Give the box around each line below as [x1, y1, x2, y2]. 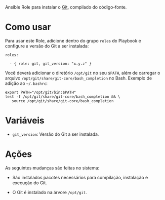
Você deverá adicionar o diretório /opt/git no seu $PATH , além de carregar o [5, 70, 161, 76]
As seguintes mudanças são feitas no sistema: [5, 165, 100, 171]
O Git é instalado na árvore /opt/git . [12, 189, 87, 195]
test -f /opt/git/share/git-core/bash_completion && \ [5, 94, 121, 99]
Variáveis [5, 115, 44, 126]
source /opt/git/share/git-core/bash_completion [11, 98, 114, 103]
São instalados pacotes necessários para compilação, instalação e [12, 174, 148, 180]
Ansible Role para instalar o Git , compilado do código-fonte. [5, 4, 127, 10]
